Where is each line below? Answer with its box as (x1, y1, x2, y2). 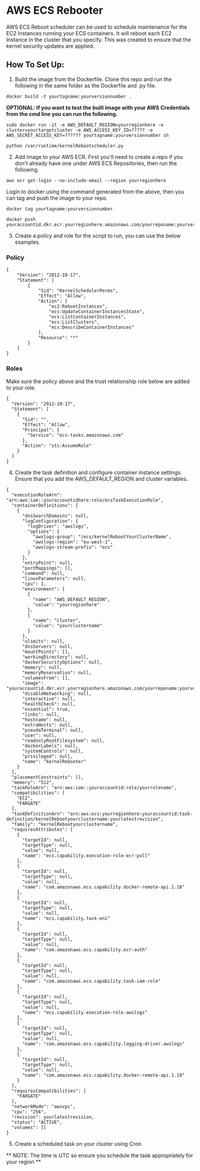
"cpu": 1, (21, 581, 46, 587)
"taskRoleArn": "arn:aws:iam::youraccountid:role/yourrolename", (11, 785, 177, 791)
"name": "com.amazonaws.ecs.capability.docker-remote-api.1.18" (21, 884, 185, 890)
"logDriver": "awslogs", (27, 523, 89, 529)
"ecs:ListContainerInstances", (48, 314, 127, 320)
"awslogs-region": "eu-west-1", (32, 539, 113, 545)
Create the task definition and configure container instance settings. (14, 469, 183, 476)
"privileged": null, (21, 753, 73, 759)
